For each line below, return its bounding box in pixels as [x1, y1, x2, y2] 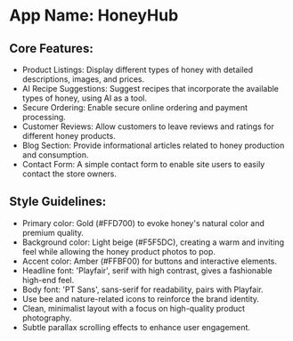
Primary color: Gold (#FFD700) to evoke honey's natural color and [21, 217, 265, 228]
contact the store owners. [21, 168, 118, 179]
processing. [21, 112, 67, 122]
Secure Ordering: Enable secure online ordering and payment [21, 102, 248, 112]
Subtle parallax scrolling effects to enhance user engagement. [21, 321, 251, 332]
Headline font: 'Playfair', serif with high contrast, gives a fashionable [21, 264, 273, 276]
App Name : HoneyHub [9, 5, 179, 26]
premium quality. [21, 227, 85, 238]
